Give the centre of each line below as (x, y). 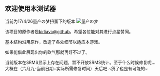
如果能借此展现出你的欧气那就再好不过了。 (47, 52)
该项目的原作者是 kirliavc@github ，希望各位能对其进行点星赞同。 (69, 31)
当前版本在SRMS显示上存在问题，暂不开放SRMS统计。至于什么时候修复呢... (80, 62)
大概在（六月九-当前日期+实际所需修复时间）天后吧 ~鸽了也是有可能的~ (77, 68)
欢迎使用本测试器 (30, 9)
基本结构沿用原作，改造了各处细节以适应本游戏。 (54, 42)
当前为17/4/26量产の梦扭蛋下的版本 (40, 21)
